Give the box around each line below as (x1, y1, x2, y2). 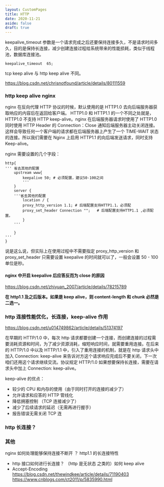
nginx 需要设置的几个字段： (5, 151, 61, 157)
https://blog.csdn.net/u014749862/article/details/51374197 (5, 324, 123, 330)
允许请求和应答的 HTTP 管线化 (12, 392, 74, 398)
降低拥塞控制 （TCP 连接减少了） (12, 398, 79, 404)
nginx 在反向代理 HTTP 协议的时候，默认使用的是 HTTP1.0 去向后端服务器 (5, 104, 153, 110)
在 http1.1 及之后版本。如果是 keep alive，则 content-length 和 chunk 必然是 (5, 294, 159, 299)
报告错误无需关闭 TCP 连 (12, 410, 62, 416)
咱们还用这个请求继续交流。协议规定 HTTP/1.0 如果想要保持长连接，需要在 (5, 359, 155, 365)
